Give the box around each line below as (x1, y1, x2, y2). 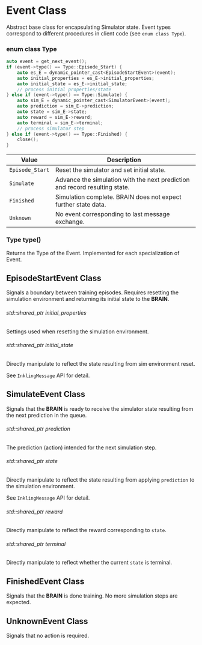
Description (106, 156, 141, 164)
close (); (17, 136, 39, 143)
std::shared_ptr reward (6, 508, 63, 515)
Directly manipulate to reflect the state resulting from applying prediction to (6, 476, 195, 483)
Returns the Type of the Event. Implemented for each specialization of (6, 249, 180, 256)
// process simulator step (17, 126, 85, 132)
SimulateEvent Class (6, 389, 85, 399)
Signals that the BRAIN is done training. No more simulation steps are (6, 592, 178, 599)
